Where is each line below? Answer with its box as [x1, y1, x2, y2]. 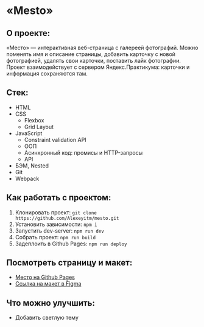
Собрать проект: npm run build [15, 233, 96, 241]
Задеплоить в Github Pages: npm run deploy [15, 240, 127, 247]
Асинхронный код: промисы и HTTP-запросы [24, 149, 143, 156]
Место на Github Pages [15, 273, 75, 281]
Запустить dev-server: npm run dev [15, 227, 105, 234]
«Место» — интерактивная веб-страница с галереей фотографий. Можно [6, 44, 199, 51]
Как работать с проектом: [6, 192, 111, 203]
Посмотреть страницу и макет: [6, 258, 133, 268]
